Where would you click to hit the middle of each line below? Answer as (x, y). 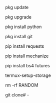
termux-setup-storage (28, 75)
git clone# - (17, 95)
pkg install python (23, 27)
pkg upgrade (18, 17)
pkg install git (19, 36)
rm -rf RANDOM (22, 85)
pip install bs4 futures (27, 66)
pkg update (17, 7)
